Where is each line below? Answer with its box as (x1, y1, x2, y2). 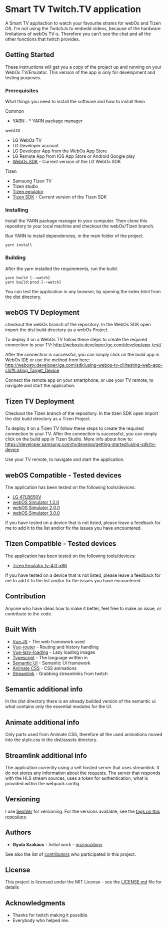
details (5, 884, 19, 890)
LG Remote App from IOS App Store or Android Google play (12, 153, 135, 159)
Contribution (5, 592, 46, 601)
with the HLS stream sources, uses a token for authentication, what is (5, 775, 148, 781)
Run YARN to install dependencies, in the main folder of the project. (5, 233, 144, 239)
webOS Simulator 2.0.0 (12, 505, 60, 511)
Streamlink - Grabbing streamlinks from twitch (12, 670, 108, 676)
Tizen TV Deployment (5, 397, 74, 405)
